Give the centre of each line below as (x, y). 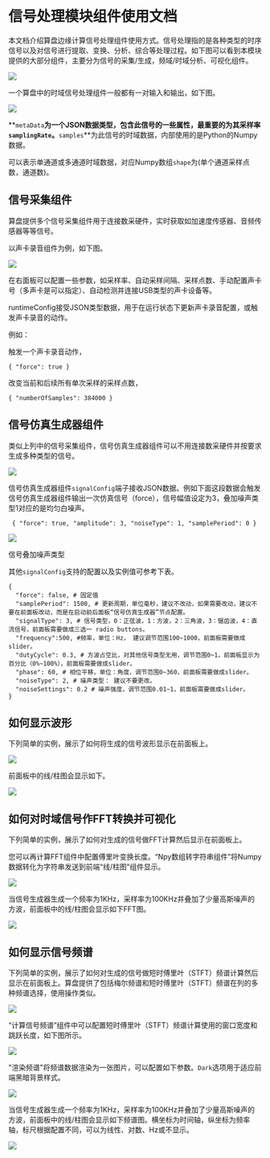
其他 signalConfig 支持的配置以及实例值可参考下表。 (93, 571)
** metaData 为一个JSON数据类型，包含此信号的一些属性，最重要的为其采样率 (135, 125)
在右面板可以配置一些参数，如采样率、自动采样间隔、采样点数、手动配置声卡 (135, 280)
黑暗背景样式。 (40, 1078)
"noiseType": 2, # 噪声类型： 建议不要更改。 (86, 681)
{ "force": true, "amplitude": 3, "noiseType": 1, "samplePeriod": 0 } (134, 523)
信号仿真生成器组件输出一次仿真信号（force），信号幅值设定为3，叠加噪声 (130, 498)
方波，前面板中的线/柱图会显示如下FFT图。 (80, 909)
